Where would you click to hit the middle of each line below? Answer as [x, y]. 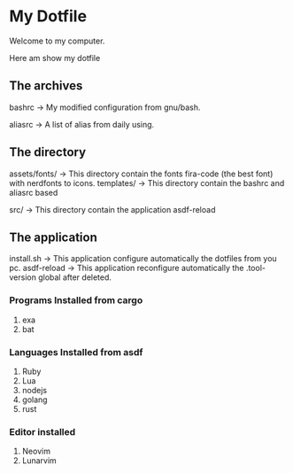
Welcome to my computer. [57, 41]
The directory [48, 152]
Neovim [36, 451]
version [23, 277]
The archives [46, 86]
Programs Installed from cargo [76, 300]
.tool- [255, 268]
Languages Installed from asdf [76, 352]
